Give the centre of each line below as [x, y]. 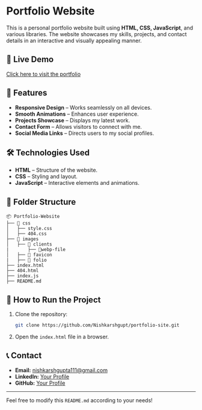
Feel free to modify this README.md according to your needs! [80, 400]
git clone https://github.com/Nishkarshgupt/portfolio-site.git [97, 325]
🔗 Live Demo [30, 59]
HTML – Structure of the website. [56, 170]
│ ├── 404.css [26, 234]
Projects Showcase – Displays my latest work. [72, 120]
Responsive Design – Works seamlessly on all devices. [83, 107]
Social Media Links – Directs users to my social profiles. [84, 133]
